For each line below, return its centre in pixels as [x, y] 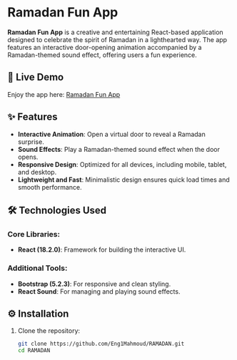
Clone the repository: [49, 331]
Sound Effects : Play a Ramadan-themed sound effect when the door [118, 149]
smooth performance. [50, 187]
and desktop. [37, 172]
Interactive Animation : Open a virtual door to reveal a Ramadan [111, 134]
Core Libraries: [34, 234]
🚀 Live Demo [36, 77]
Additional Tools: [37, 268]
